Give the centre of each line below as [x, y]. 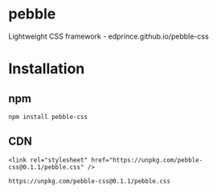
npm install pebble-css [48, 117]
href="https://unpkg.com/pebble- [147, 160]
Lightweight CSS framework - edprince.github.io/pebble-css [108, 36]
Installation [47, 69]
